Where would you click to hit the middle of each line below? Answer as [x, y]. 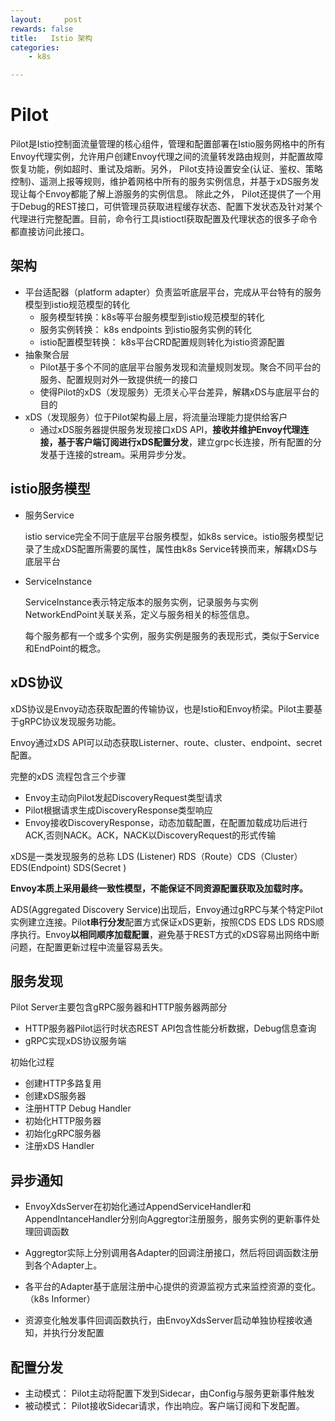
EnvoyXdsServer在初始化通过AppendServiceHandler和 [138, 1207]
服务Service [49, 515]
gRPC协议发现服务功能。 [70, 721]
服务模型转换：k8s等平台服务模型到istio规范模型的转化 [152, 317]
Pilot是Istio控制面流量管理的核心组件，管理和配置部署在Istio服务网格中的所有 [168, 144]
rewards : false [42, 29]
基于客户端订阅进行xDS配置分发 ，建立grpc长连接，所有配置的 [185, 442]
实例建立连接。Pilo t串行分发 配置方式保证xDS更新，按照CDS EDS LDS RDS [163, 922]
